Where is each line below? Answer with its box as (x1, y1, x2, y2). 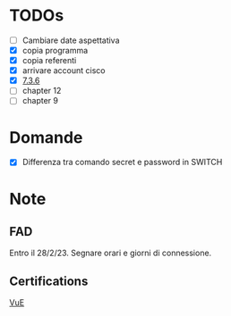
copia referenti (21, 55, 77, 66)
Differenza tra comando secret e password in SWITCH (21, 157, 223, 168)
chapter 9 (21, 96, 58, 106)
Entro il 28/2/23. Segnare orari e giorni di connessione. (9, 247, 212, 259)
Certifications (9, 273, 89, 288)
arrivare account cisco (21, 65, 106, 76)
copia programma (21, 46, 89, 55)
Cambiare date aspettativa (21, 35, 120, 46)
